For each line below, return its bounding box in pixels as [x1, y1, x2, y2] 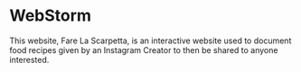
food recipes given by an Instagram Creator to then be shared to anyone [9, 44, 278, 55]
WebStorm [9, 5, 92, 26]
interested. [9, 54, 50, 65]
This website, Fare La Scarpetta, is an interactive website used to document [9, 35, 292, 46]
